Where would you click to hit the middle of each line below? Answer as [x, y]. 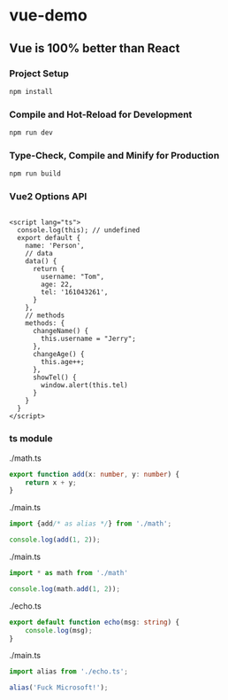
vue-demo [49, 16]
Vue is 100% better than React [95, 48]
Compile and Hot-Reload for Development [101, 114]
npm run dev [31, 133]
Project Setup [39, 74]
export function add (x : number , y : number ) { [94, 474]
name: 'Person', [55, 246]
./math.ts [25, 458]
